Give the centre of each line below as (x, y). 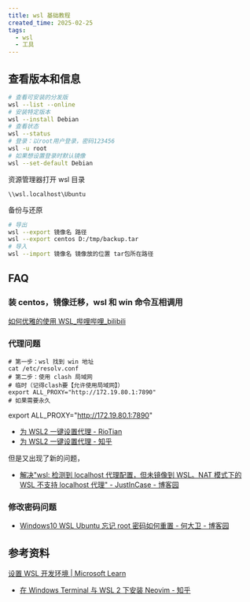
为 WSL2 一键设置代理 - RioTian (71, 432)
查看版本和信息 (44, 78)
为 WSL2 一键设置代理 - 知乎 (66, 441)
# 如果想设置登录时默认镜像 (47, 156)
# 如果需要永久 (29, 401)
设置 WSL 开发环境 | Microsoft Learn (67, 574)
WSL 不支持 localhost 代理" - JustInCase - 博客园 (99, 485)
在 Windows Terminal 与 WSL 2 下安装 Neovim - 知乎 (105, 590)
